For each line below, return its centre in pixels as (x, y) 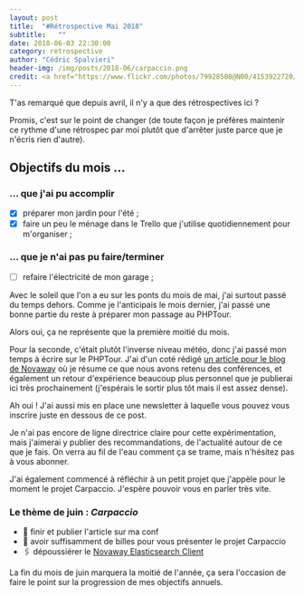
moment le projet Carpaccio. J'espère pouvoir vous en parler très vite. (140, 488)
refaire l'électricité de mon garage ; (88, 276)
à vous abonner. (39, 461)
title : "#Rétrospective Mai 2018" (76, 26)
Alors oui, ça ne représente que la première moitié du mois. (119, 332)
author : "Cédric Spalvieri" (62, 60)
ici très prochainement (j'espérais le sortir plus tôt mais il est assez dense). (149, 388)
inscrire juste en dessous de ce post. (78, 415)
